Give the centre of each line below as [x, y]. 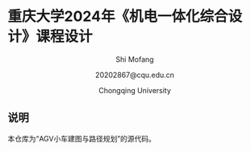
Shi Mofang [135, 59]
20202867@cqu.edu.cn [135, 75]
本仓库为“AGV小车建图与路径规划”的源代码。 [82, 138]
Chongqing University [135, 90]
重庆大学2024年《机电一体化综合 [118, 16]
